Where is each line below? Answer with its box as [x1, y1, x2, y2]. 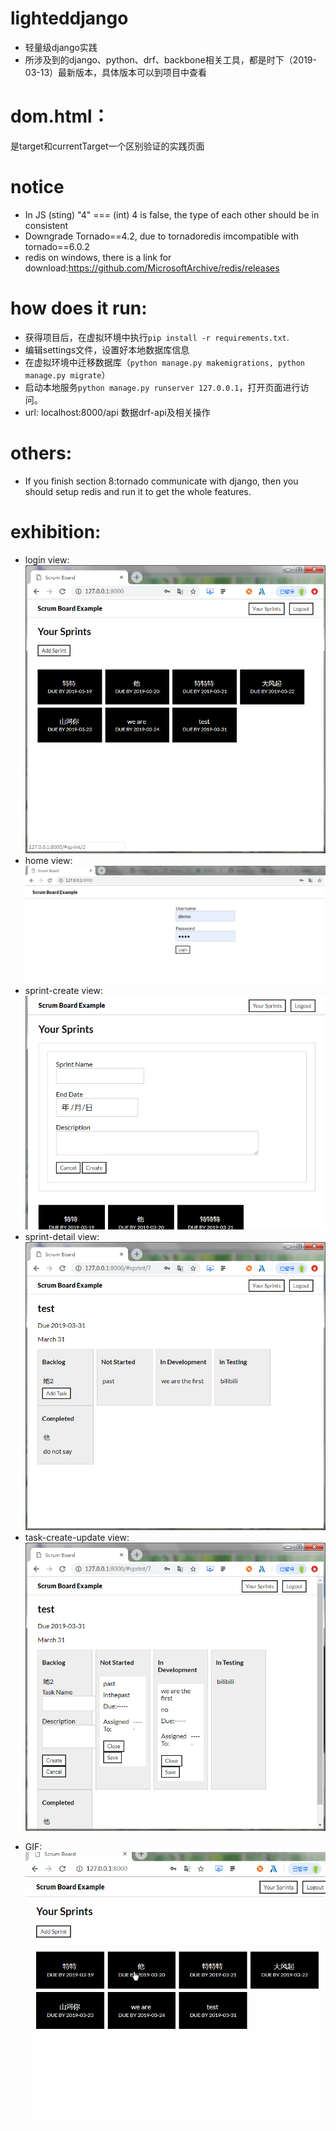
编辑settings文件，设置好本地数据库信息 [24, 343, 190, 356]
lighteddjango [10, 7, 129, 30]
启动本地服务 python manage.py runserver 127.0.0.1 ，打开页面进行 [24, 381, 301, 393]
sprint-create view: [24, 984, 103, 996]
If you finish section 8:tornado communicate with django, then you [24, 475, 299, 487]
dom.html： [10, 105, 110, 128]
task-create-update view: [24, 1532, 130, 1544]
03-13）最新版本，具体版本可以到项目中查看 [24, 66, 208, 78]
